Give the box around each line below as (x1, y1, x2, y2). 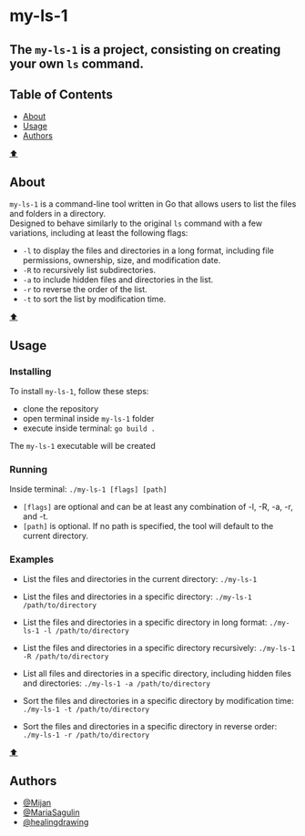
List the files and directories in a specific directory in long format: (22, 617, 268, 628)
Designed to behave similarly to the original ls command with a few (9, 218, 262, 229)
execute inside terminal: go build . (22, 423, 156, 433)
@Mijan (22, 798, 52, 809)
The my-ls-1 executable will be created (9, 440, 157, 451)
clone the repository (22, 403, 99, 414)
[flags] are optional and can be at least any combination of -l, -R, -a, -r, (22, 502, 293, 513)
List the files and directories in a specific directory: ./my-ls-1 (22, 591, 252, 602)
